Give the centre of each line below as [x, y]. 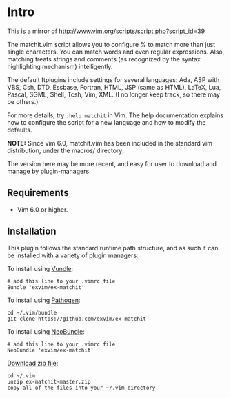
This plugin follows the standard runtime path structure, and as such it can [113, 248]
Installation [32, 231]
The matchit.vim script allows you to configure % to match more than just [111, 44]
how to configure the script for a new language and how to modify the [107, 122]
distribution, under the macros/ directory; [66, 150]
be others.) [23, 101]
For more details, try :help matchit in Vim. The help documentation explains [115, 115]
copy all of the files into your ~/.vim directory [81, 388]
